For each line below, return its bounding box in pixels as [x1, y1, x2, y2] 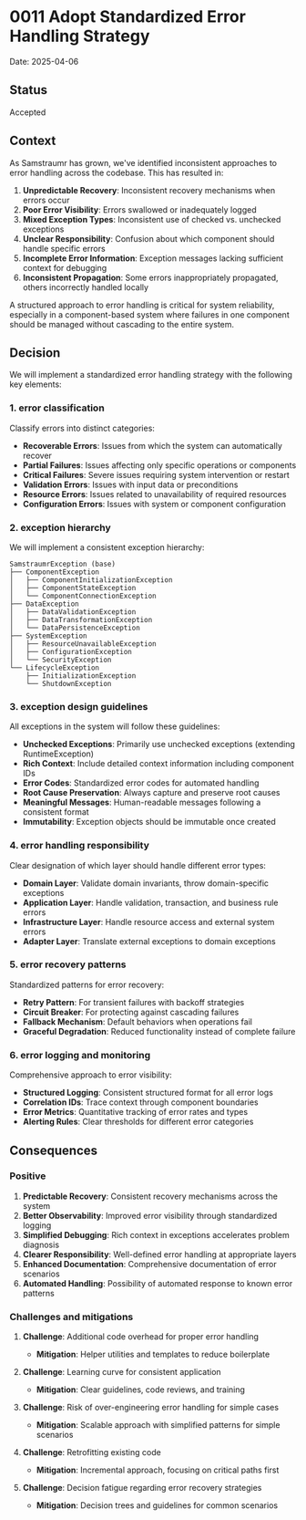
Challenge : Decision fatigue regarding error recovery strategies [22, 1483, 262, 1494]
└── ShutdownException [25, 679, 112, 688]
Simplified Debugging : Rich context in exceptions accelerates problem [22, 1229, 290, 1240]
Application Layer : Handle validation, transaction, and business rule [22, 897, 279, 908]
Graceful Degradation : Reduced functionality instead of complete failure [22, 1025, 296, 1036]
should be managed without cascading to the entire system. [9, 318, 235, 329]
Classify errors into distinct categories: [9, 422, 155, 433]
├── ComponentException [9, 567, 100, 577]
